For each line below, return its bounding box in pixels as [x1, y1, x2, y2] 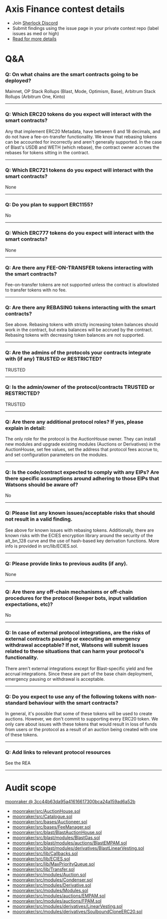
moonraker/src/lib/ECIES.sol [12, 856, 71, 862]
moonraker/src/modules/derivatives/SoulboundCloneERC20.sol [12, 909, 143, 915]
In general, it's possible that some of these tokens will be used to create [5, 710, 153, 717]
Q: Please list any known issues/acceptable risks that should [5, 510, 155, 517]
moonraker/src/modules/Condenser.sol [12, 877, 93, 883]
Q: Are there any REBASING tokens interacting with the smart [5, 304, 156, 311]
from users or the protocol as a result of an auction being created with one [5, 726, 158, 732]
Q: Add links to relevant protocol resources [5, 748, 111, 755]
